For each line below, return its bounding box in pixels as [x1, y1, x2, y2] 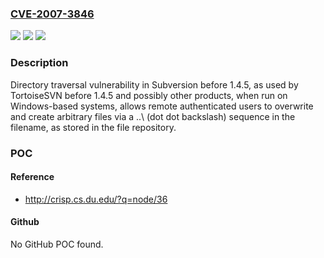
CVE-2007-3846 [10, 7, 95, 21]
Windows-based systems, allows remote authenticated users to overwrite [10, 100, 314, 112]
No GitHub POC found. [10, 238, 104, 250]
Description [10, 56, 69, 70]
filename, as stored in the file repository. [10, 121, 177, 133]
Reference [10, 171, 55, 183]
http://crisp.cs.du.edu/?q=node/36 [24, 193, 168, 205]
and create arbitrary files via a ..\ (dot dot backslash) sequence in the [10, 110, 296, 122]
